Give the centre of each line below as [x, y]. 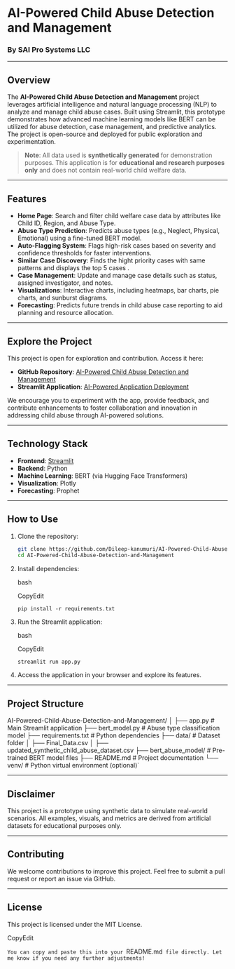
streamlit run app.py [49, 662]
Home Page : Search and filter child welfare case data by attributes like [119, 216]
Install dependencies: [48, 569]
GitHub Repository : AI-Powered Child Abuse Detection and [103, 372]
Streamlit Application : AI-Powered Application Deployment [103, 387]
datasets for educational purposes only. [65, 825]
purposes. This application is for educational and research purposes [124, 163]
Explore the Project [50, 341]
